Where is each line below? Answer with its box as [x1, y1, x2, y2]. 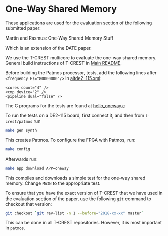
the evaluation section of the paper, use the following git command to [5, 195, 152, 202]
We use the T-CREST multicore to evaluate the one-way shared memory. [5, 54, 157, 61]
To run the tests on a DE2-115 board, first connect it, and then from [5, 112, 144, 119]
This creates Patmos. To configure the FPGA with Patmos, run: [5, 137, 136, 143]
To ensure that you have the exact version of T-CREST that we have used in [5, 190, 163, 196]
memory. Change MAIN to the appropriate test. [5, 180, 101, 186]
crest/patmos [5, 119, 33, 124]
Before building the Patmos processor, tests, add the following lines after [5, 69, 157, 76]
